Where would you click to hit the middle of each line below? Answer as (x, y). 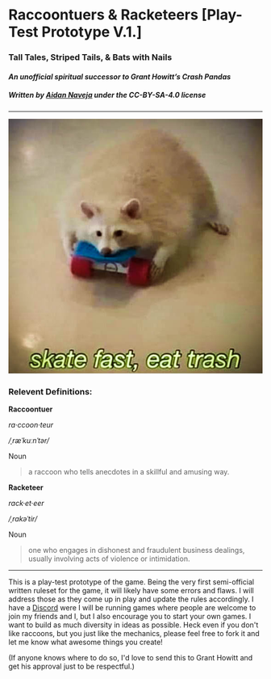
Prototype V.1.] (92, 32)
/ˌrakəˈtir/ (23, 518)
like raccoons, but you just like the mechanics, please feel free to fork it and (134, 633)
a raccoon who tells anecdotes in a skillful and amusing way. (129, 471)
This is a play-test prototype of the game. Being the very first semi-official (131, 582)
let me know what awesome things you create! (85, 642)
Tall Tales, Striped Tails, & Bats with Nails (90, 57)
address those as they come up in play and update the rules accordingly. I (131, 599)
